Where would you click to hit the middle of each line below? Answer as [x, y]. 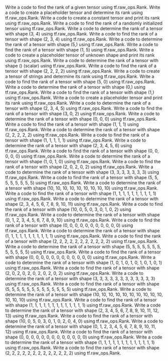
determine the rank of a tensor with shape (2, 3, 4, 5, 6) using [68, 145]
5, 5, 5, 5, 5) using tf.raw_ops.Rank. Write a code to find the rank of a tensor [83, 252]
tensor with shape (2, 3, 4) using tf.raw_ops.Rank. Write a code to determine [84, 39]
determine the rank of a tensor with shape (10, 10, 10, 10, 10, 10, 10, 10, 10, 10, [84, 294]
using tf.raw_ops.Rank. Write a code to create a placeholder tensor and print [84, 98]
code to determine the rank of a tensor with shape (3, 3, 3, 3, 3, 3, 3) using [82, 172]
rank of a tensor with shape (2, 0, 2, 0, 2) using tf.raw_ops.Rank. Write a [79, 167]
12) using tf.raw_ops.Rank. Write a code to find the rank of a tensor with [79, 332]
